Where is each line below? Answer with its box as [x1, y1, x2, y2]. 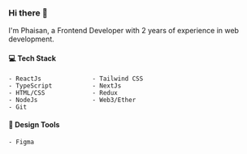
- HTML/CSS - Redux [8, 88, 118, 96]
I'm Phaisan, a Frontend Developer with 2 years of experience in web [8, 26, 240, 36]
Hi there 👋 [8, 7, 49, 19]
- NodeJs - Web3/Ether [8, 96, 136, 104]
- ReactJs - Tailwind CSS [8, 75, 144, 83]
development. [8, 34, 54, 44]
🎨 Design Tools [8, 120, 60, 130]
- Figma [8, 138, 35, 146]
